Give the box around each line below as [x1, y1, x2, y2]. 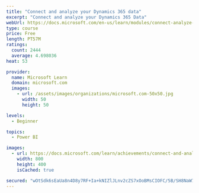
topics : [6, 128, 25, 135]
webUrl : [6, 20, 25, 25]
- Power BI [11, 134, 38, 140]
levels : [6, 112, 25, 118]
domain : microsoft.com [11, 80, 68, 86]
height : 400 [17, 161, 46, 168]
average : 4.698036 [11, 53, 57, 59]
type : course [6, 25, 38, 31]
